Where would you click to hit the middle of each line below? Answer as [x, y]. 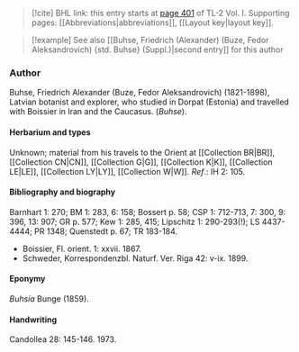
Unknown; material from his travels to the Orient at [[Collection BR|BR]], [142, 152]
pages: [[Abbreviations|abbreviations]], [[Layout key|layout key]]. [153, 23]
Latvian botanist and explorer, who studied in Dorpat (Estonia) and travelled [149, 102]
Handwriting [33, 320]
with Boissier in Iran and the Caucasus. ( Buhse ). [98, 112]
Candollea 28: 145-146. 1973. [63, 339]
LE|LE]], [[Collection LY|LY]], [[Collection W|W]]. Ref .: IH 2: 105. [127, 171]
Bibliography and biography [62, 192]
